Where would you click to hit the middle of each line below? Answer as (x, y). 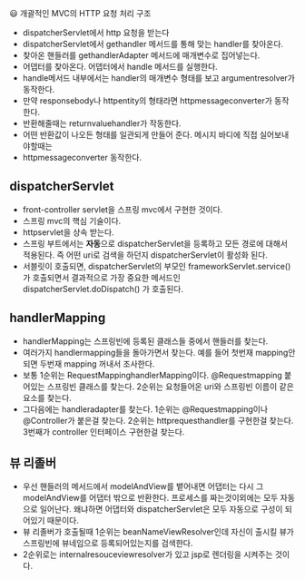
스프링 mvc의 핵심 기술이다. (72, 221)
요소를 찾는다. (47, 397)
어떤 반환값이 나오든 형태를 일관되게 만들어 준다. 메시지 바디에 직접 (140, 135)
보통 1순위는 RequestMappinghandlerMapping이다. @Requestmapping (152, 375)
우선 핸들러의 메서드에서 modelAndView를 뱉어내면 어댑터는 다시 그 (143, 486)
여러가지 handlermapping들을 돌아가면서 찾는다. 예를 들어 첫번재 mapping (155, 352)
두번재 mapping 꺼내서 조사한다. (97, 363)
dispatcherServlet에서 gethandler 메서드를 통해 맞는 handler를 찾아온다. (153, 44)
